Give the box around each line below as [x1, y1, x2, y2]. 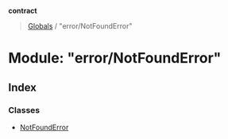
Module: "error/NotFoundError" [8, 49, 222, 68]
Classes [8, 104, 41, 115]
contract [8, 6, 37, 15]
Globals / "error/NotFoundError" [27, 21, 133, 30]
